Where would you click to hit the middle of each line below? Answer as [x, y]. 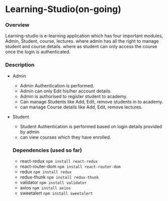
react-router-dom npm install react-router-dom [70, 166]
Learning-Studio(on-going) [63, 9]
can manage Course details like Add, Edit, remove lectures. [81, 107]
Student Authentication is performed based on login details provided [91, 126]
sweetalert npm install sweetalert [56, 193]
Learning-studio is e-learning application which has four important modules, [84, 36]
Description [20, 65]
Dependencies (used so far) [47, 150]
